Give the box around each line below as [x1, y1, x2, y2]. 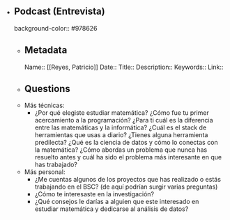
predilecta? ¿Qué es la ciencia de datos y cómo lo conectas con [34, 139, 218, 147]
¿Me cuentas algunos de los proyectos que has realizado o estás [34, 175, 222, 184]
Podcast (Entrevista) [13, 6, 106, 17]
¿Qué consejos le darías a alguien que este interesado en [34, 198, 199, 206]
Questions [24, 83, 71, 95]
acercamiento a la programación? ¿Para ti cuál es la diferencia [34, 116, 213, 125]
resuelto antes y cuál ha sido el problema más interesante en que [34, 153, 222, 162]
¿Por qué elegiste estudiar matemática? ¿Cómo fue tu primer [34, 109, 209, 117]
